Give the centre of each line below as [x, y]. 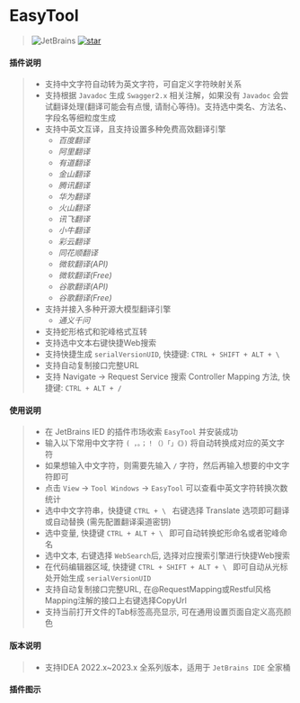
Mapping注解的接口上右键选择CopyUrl [115, 600]
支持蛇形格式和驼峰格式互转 [96, 332]
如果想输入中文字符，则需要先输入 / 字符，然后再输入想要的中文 [163, 465]
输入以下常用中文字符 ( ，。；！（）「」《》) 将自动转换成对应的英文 [161, 443]
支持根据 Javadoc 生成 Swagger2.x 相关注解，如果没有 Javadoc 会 [163, 95]
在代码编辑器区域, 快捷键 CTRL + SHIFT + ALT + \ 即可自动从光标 [167, 567]
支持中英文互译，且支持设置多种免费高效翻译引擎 [135, 129]
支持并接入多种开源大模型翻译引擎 [108, 309]
